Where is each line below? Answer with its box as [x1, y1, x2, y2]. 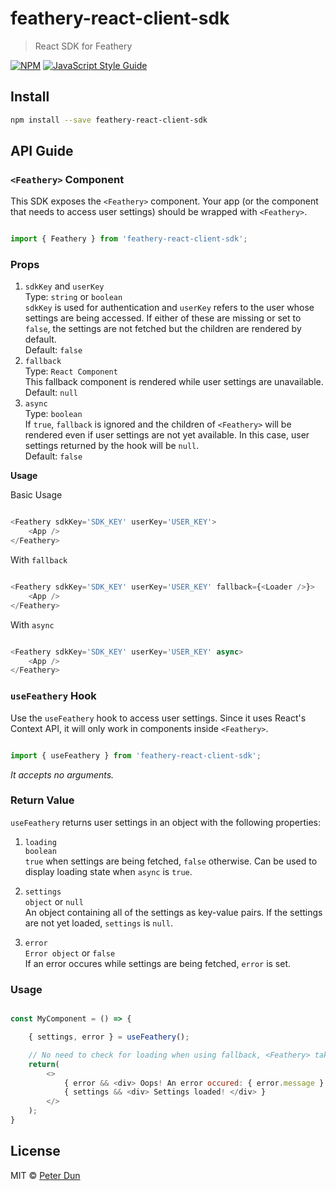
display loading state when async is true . [24, 865, 193, 877]
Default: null [24, 387, 78, 399]
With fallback [10, 554, 68, 566]
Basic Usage [10, 489, 63, 501]
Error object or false [24, 947, 116, 959]
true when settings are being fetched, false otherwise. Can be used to [24, 855, 318, 867]
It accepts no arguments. [10, 768, 115, 781]
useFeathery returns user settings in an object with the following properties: [10, 816, 321, 828]
